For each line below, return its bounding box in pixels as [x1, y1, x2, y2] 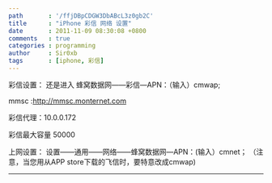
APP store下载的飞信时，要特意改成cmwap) [50, 156, 197, 166]
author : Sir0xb [8, 49, 79, 57]
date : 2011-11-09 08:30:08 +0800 [8, 27, 147, 35]
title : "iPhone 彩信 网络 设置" [8, 19, 132, 27]
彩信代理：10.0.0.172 [8, 112, 77, 122]
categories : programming [8, 42, 96, 50]
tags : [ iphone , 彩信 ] [8, 57, 104, 65]
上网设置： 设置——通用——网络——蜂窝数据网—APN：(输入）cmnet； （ [8, 147, 257, 156]
